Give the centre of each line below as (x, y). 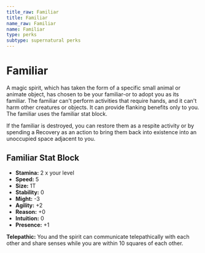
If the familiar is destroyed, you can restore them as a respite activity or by (100, 126)
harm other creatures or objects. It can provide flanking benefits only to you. (103, 107)
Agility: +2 (29, 205)
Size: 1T (25, 186)
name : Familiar (26, 29)
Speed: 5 (27, 179)
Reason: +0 (30, 211)
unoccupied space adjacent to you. (51, 138)
